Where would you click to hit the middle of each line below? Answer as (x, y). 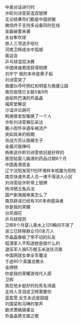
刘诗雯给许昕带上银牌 (26, 183)
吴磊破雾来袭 (18, 31)
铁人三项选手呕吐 (22, 43)
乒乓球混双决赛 (20, 62)
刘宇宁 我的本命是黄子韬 (29, 74)
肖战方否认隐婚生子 (24, 140)
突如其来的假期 (20, 134)
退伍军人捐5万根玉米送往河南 (34, 249)
